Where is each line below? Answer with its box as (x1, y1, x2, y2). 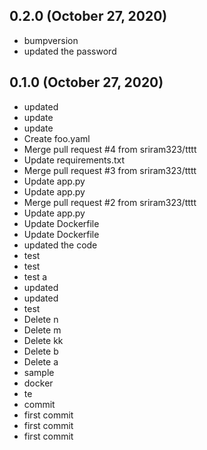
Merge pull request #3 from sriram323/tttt (23, 164, 197, 176)
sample (23, 366, 55, 378)
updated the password (23, 45, 117, 57)
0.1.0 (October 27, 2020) (9, 74, 164, 91)
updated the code (23, 239, 98, 251)
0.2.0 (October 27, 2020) (9, 8, 168, 25)
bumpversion (23, 34, 79, 46)
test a (23, 270, 48, 283)
